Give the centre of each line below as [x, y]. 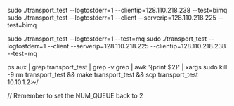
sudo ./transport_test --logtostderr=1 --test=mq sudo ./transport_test [107, 39]
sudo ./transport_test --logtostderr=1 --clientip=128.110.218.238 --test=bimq [117, 10]
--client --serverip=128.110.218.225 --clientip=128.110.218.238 [137, 46]
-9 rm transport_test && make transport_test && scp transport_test [103, 74]
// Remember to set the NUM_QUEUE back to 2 [75, 95]
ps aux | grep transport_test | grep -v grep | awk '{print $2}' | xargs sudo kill [117, 67]
